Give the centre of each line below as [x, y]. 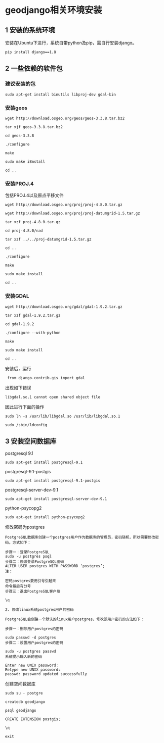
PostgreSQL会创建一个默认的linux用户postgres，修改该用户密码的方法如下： [75, 619]
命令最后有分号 [18, 586]
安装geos [16, 108]
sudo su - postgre [24, 693]
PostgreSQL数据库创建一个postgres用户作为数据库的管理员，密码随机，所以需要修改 [80, 538]
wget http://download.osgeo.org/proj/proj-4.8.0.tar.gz [64, 205]
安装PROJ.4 [20, 184]
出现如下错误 [18, 388]
